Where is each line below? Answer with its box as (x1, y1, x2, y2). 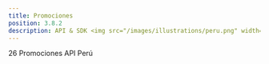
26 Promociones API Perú (8, 49, 94, 58)
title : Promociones (8, 11, 74, 20)
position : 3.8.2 (8, 19, 62, 27)
